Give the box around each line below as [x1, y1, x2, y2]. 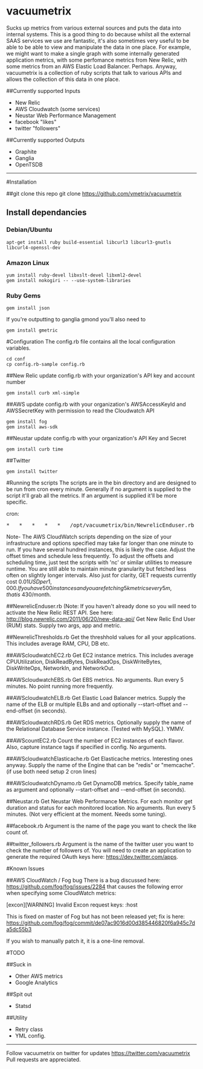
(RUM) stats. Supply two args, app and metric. [6, 622, 122, 629]
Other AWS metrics [14, 972, 63, 980]
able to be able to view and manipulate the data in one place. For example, [6, 43, 192, 51]
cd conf [6, 356, 26, 362]
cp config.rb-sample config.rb [6, 361, 85, 368]
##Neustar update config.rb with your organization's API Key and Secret [6, 435, 187, 442]
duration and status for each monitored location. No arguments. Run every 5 [6, 804, 196, 812]
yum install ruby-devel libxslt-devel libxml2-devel [6, 272, 142, 278]
